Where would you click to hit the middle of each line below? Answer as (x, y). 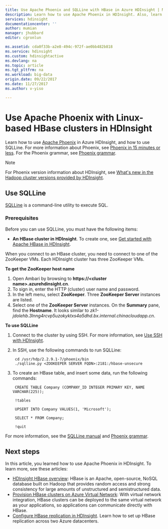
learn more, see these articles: (36, 469)
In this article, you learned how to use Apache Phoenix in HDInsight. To (78, 463)
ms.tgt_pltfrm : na (24, 70)
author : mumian (21, 28)
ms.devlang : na (21, 60)
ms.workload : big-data (29, 75)
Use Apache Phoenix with (60, 117)
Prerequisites (22, 218)
